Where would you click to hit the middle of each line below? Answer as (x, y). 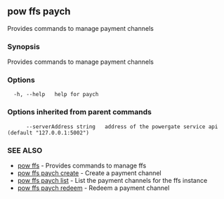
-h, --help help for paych (56, 95)
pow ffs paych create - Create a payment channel (89, 173)
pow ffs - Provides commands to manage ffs (82, 165)
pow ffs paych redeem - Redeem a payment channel (93, 188)
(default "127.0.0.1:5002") (48, 132)
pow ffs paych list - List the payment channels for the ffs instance (112, 180)
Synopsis (24, 46)
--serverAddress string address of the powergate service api (122, 126)
